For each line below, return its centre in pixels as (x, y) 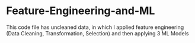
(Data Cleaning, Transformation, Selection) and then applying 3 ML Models (97, 33)
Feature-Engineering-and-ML (81, 11)
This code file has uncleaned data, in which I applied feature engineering (95, 27)
